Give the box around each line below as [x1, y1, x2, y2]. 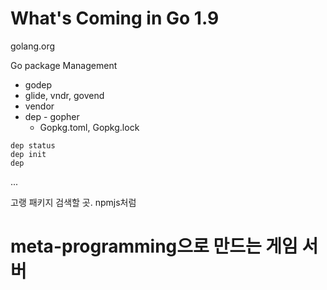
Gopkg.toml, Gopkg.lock [39, 121, 140, 133]
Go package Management [10, 59, 118, 71]
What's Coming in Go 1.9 [10, 7, 220, 30]
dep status [10, 140, 56, 151]
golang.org [10, 40, 56, 52]
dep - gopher [24, 110, 80, 122]
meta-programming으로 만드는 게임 [10, 235, 298, 258]
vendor [24, 100, 55, 112]
